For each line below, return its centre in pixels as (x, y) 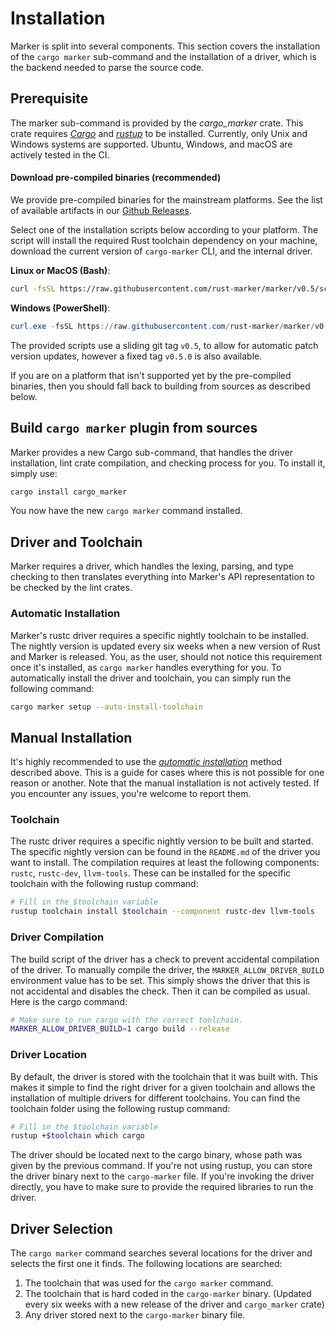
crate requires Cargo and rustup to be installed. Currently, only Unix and (159, 133)
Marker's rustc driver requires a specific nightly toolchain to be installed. (160, 635)
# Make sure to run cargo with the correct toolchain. (127, 1020)
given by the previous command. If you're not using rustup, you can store (161, 1166)
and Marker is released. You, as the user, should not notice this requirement (166, 656)
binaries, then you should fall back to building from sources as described (160, 386)
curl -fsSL (33, 288)
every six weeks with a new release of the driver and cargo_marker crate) (174, 1304)
